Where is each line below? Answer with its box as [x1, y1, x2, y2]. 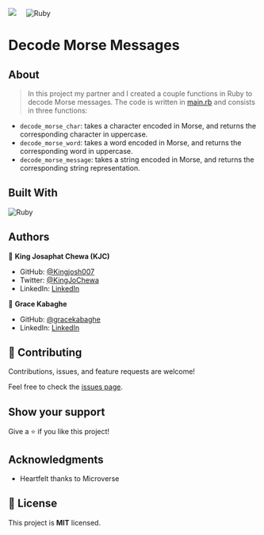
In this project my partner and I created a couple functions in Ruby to [27, 89, 253, 98]
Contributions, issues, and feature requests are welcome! [8, 367, 196, 376]
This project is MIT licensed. [8, 518, 101, 527]
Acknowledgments [8, 452, 105, 466]
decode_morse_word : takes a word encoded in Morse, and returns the [19, 138, 242, 147]
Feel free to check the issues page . [8, 382, 123, 392]
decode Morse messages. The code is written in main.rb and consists [27, 98, 256, 106]
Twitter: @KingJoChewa [19, 275, 99, 285]
